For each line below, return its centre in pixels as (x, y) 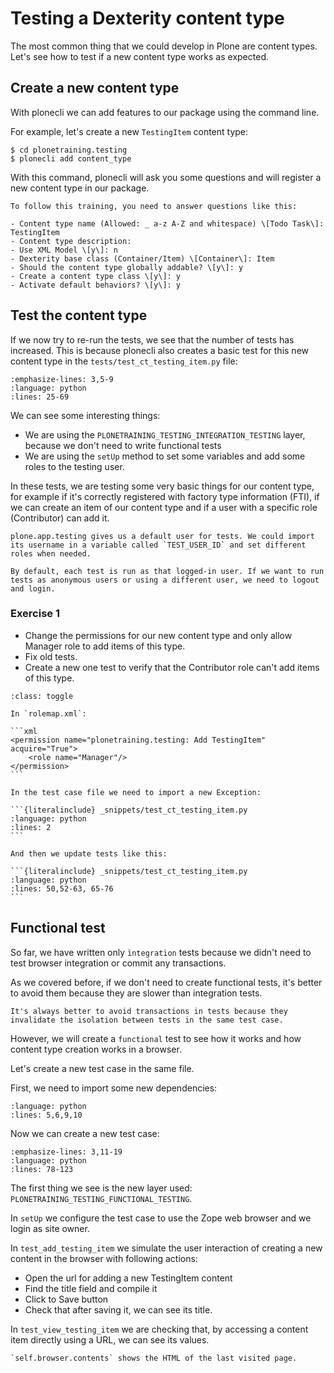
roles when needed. (51, 553)
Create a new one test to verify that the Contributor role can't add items (172, 667)
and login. (33, 588)
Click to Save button (66, 1299)
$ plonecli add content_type (71, 158)
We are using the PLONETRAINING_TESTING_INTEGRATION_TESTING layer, (165, 434)
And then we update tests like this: (89, 853)
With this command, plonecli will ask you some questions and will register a (166, 177)
